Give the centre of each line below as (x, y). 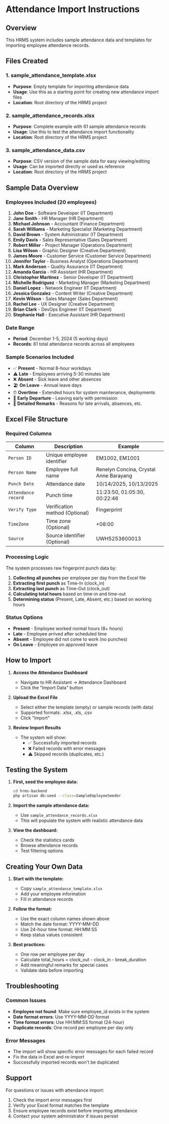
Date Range (20, 327)
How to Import (29, 660)
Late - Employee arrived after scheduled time (60, 634)
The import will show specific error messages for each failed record (83, 1051)
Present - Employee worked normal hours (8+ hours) (68, 628)
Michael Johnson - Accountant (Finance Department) (69, 224)
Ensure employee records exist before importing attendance (75, 1110)
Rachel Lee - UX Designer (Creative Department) (64, 304)
